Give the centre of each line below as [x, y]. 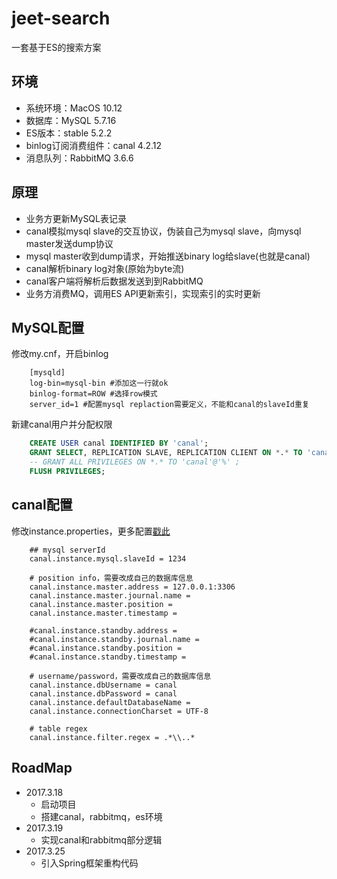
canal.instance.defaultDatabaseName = [110, 702]
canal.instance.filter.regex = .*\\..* [112, 737]
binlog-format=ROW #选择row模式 [93, 394]
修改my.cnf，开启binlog [60, 354]
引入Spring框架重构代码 [89, 863]
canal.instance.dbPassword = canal [103, 693]
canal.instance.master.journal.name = [110, 595]
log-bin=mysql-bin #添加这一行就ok [99, 383]
